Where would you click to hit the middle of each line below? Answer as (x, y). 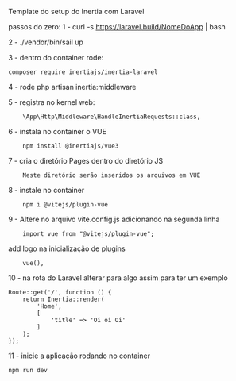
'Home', (49, 306)
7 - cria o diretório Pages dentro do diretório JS (86, 161)
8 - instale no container (46, 190)
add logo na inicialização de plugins (67, 248)
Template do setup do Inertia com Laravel (76, 12)
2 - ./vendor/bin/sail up (46, 42)
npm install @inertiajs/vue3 (71, 146)
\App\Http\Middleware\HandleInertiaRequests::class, (112, 117)
